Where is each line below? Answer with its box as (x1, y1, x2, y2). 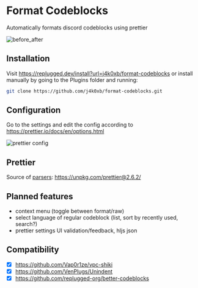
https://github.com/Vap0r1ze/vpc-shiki (15, 260, 113, 268)
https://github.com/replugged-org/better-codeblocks (15, 275, 150, 282)
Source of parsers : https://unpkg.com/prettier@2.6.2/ (6, 174, 142, 181)
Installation (6, 53, 50, 64)
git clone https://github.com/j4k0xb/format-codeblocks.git (6, 88, 163, 94)
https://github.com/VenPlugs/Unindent (15, 267, 113, 275)
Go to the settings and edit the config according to (6, 121, 133, 128)
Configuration (6, 105, 61, 116)
